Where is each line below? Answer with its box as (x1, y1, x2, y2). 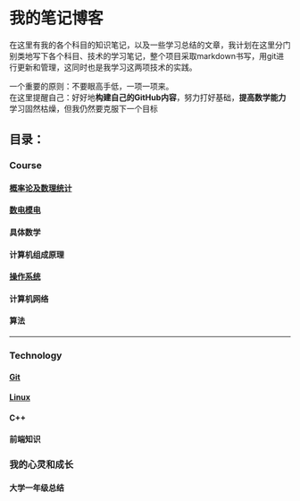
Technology (9, 349, 62, 361)
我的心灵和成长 (9, 458, 74, 471)
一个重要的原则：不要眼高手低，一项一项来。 (9, 81, 174, 91)
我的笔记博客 (9, 8, 104, 29)
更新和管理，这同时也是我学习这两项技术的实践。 (16, 62, 197, 72)
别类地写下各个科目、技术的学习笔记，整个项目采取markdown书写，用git (9, 50, 277, 61)
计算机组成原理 (9, 249, 64, 259)
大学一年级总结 (9, 482, 64, 493)
